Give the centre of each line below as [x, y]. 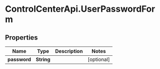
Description [69, 51]
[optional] [99, 59]
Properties [21, 37]
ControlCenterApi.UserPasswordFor [80, 9]
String [43, 59]
